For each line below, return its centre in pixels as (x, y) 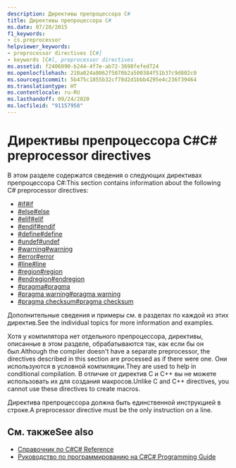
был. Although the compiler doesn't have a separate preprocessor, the (108, 351)
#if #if (25, 204)
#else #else (33, 211)
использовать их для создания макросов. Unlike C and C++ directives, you (118, 381)
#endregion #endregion (51, 279)
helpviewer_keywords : (39, 47)
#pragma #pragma (44, 286)
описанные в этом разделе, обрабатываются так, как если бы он (106, 344)
